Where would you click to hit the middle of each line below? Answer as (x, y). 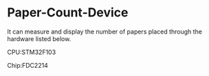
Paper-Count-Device (68, 13)
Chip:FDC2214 (27, 65)
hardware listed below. (39, 38)
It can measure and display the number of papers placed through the (105, 31)
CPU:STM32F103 (32, 52)
